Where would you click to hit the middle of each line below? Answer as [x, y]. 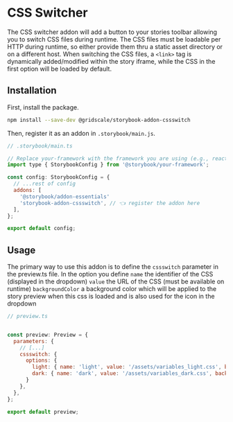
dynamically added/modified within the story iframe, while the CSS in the [111, 61]
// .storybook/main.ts [40, 146]
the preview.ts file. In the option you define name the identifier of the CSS [110, 274]
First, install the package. [43, 107]
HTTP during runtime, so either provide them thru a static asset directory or [115, 46]
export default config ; [42, 229]
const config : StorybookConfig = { [59, 177]
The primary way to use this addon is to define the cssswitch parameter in [113, 267]
